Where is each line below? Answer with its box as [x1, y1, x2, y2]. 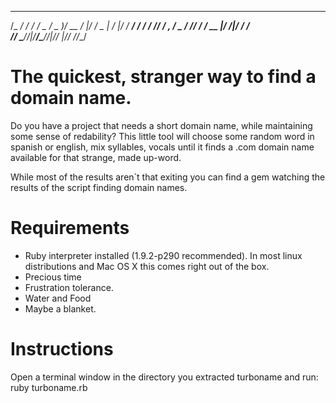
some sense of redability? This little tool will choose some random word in [10, 130, 315, 142]
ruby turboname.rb [10, 381, 88, 393]
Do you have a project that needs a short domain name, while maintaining [10, 119, 313, 131]
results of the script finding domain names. [10, 181, 188, 193]
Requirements [10, 217, 130, 240]
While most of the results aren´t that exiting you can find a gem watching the [10, 171, 326, 183]
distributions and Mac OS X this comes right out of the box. [24, 260, 270, 272]
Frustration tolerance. [24, 281, 114, 293]
